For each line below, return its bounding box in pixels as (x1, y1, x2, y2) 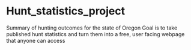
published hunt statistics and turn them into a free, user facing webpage (6, 30, 185, 37)
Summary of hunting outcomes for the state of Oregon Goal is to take (6, 24, 178, 31)
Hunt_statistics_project (6, 4, 126, 18)
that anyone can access (6, 37, 65, 44)
